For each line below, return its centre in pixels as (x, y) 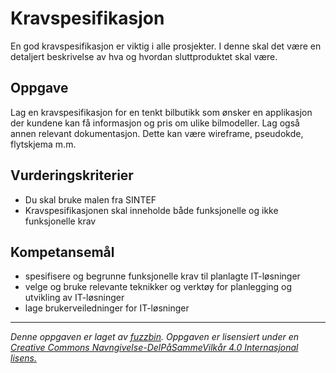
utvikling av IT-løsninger (74, 298)
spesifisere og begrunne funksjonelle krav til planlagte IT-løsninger (162, 276)
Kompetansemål (62, 252)
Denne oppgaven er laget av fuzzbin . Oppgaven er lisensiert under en (155, 337)
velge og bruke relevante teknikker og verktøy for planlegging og (158, 287)
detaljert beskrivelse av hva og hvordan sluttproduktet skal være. (144, 56)
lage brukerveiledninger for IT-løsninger (107, 308)
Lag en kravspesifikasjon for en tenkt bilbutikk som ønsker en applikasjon (161, 112)
